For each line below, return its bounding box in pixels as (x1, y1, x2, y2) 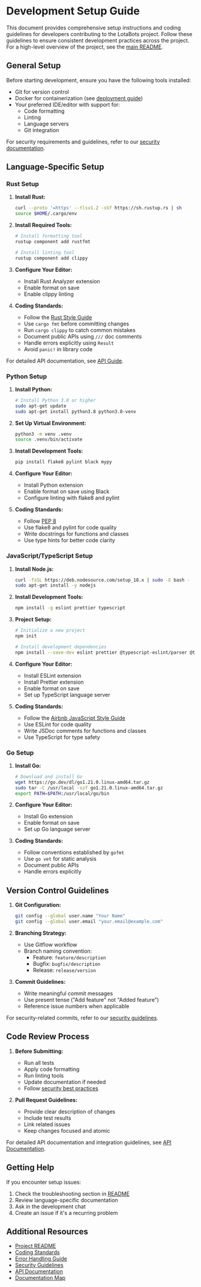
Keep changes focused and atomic (23, 1127, 110, 1134)
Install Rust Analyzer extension (23, 277, 100, 285)
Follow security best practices (23, 1085, 99, 1092)
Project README (14, 1243, 56, 1250)
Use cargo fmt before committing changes (23, 320, 130, 327)
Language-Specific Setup (6, 162, 104, 172)
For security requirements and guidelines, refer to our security (6, 138, 160, 145)
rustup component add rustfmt (14, 239, 91, 245)
